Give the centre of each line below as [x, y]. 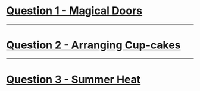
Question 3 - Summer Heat [74, 79]
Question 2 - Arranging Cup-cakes [93, 45]
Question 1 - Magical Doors [74, 11]
